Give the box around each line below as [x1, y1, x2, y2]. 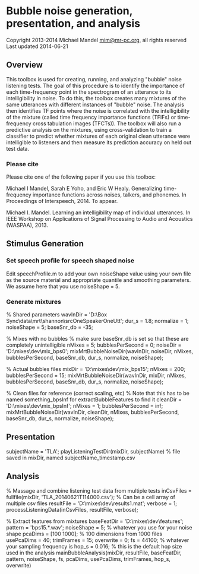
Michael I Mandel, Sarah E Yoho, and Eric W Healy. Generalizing [6, 185, 162, 192]
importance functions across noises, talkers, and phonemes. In [32, 191, 187, 198]
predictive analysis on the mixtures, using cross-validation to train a [6, 126, 172, 133]
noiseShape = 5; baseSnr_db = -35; [6, 324, 93, 331]
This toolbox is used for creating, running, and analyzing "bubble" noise [6, 75, 182, 83]
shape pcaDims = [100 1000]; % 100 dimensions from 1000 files [6, 530, 162, 537]
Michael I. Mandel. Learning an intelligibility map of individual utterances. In [6, 209, 191, 216]
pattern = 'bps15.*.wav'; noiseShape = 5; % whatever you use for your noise [6, 524, 192, 531]
